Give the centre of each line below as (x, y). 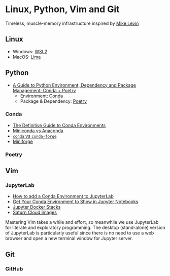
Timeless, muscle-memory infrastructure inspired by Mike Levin (72, 23)
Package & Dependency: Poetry (54, 101)
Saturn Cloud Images (35, 212)
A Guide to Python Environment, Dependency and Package (74, 85)
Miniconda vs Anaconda (38, 131)
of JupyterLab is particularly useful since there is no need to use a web (80, 233)
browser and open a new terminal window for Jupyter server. (69, 239)
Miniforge (23, 141)
